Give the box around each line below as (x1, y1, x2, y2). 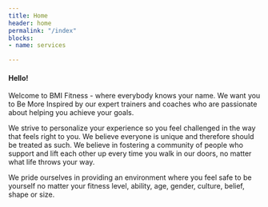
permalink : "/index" (8, 26, 78, 34)
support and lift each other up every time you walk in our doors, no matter (8, 149, 252, 158)
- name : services (8, 42, 66, 50)
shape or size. (8, 189, 55, 200)
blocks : (8, 34, 34, 42)
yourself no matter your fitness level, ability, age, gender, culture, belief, (8, 181, 246, 191)
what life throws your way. (8, 157, 95, 167)
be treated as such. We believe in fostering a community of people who (8, 141, 244, 150)
